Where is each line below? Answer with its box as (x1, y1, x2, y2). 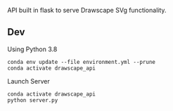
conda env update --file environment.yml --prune (7, 58, 156, 65)
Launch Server (7, 77, 51, 85)
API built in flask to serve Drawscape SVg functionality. (7, 6, 167, 14)
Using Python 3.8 (7, 45, 58, 53)
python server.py (7, 96, 58, 104)
